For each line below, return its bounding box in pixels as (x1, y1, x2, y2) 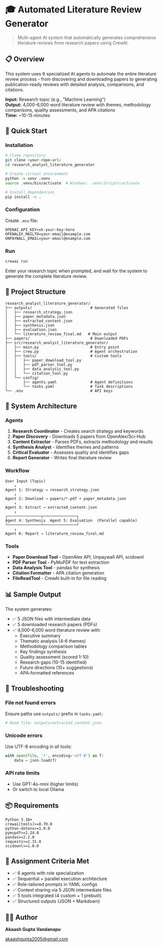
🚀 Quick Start (5, 127, 47, 135)
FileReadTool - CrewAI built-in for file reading (12, 575, 106, 581)
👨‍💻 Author (5, 913, 38, 922)
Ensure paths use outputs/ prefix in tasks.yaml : (5, 711, 103, 717)
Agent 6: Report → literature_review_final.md (5, 531, 104, 536)
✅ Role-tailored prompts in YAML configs (12, 882, 97, 888)
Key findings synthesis (19, 648, 66, 655)
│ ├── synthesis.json (5, 323, 55, 328)
